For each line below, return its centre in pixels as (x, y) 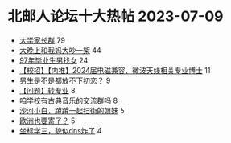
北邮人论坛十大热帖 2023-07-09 (115, 16)
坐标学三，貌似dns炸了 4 (60, 130)
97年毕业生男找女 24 (54, 60)
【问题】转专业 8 (47, 90)
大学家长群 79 (42, 40)
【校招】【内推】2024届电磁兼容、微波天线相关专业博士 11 (115, 70)
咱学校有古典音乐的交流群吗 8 (68, 100)
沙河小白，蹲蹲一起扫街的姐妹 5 (72, 110)
